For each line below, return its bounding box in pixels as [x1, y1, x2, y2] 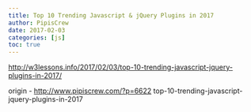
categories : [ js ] [8, 33, 66, 42]
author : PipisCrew [8, 19, 69, 27]
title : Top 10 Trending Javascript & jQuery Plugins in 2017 [8, 11, 215, 20]
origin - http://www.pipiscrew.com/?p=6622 [8, 86, 152, 95]
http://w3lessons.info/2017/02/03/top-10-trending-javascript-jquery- [8, 62, 234, 72]
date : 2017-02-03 [8, 26, 66, 34]
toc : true [8, 41, 41, 49]
